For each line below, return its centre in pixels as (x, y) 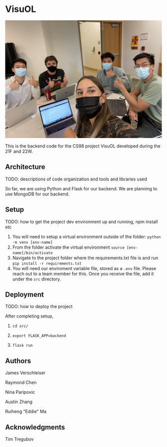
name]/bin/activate (33, 253)
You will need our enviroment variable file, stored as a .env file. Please (84, 268)
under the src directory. (37, 279)
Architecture (25, 167)
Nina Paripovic (20, 392)
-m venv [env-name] (33, 242)
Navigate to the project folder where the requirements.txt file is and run (85, 258)
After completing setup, (29, 316)
